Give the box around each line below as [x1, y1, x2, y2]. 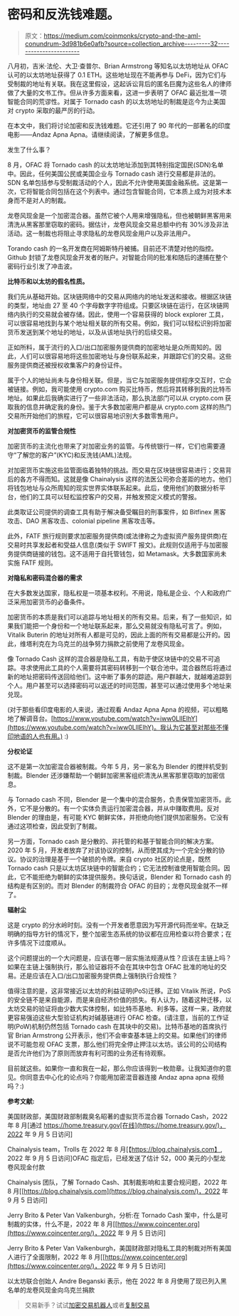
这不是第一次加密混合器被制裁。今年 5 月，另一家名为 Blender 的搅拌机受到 [7, 762, 228, 771]
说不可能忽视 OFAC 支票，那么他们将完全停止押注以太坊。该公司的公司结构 [7, 1040, 227, 1048]
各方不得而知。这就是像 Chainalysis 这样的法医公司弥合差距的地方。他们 [19, 474, 232, 483]
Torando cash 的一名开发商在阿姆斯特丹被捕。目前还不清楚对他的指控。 [7, 244, 218, 253]
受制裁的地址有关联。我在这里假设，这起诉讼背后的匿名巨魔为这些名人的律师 [7, 79, 232, 88]
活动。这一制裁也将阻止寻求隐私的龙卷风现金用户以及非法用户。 [7, 229, 194, 237]
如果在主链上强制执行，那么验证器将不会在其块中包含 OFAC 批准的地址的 [7, 962, 221, 971]
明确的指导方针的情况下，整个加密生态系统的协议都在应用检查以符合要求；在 [7, 929, 232, 938]
